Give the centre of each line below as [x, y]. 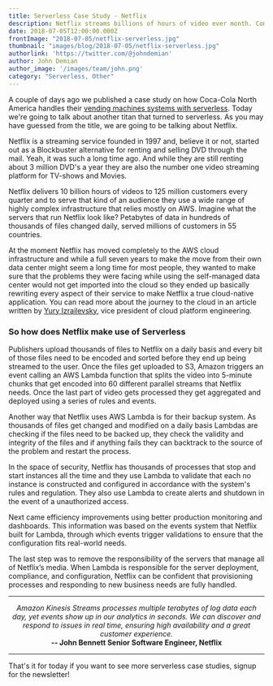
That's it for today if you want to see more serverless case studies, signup [132, 666]
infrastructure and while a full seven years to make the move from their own [135, 259]
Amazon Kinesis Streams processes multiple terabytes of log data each [136, 608]
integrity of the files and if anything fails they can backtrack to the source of [136, 442]
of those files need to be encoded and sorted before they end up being [127, 357]
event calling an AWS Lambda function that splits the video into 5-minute [130, 375]
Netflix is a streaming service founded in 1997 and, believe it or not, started [134, 141]
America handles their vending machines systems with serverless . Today [131, 108]
